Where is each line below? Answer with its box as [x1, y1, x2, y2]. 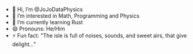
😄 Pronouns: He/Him [11, 25, 65, 32]
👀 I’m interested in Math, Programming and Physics [11, 12, 140, 19]
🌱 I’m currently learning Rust [11, 19, 83, 25]
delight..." [11, 41, 36, 48]
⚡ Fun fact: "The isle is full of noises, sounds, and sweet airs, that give [11, 32, 188, 39]
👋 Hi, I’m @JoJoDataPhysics [11, 6, 83, 13]
